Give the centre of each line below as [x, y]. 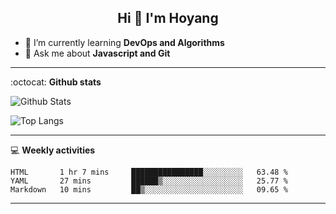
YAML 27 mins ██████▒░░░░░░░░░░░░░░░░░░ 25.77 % [149, 181]
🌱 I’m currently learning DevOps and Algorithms [124, 42]
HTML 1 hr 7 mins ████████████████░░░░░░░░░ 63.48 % [149, 172]
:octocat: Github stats [56, 82]
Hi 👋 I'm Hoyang [168, 18]
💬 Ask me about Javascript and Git [97, 53]
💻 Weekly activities [53, 150]
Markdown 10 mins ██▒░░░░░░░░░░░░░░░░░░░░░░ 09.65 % [149, 189]
